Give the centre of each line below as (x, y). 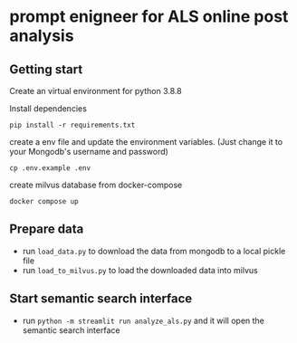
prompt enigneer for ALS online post (149, 17)
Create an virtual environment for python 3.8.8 (96, 91)
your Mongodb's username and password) (89, 152)
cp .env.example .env (50, 168)
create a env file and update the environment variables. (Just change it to (146, 142)
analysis (42, 36)
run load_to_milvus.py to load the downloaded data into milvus (140, 270)
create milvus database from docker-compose (96, 185)
